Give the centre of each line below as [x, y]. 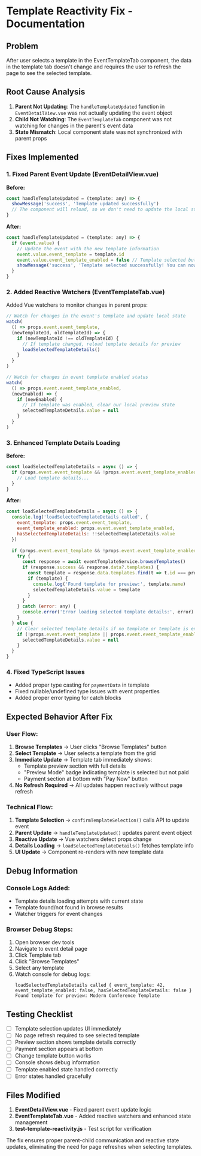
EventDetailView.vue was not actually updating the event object [93, 113]
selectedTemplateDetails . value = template [86, 589]
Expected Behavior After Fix [59, 716]
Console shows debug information [57, 1062]
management [31, 1122]
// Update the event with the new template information [88, 248]
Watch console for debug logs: [53, 974]
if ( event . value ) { [36, 243]
